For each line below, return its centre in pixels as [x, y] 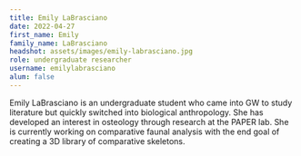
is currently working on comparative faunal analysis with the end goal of [145, 132]
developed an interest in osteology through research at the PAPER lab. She [149, 122]
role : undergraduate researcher [70, 60]
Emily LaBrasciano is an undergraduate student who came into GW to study [151, 102]
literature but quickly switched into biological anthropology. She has [136, 112]
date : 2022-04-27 [42, 26]
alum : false [32, 77]
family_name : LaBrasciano [58, 43]
